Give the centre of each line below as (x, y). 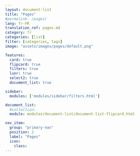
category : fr (18, 32)
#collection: (23, 109)
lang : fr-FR (17, 23)
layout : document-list (28, 10)
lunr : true (21, 74)
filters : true (24, 69)
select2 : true (24, 78)
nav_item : (15, 123)
